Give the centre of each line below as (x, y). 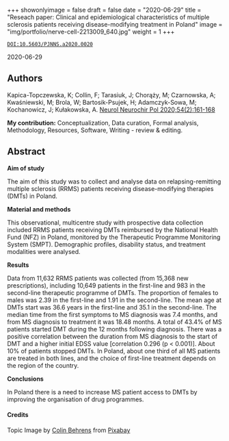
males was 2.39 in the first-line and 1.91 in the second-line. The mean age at (114, 300)
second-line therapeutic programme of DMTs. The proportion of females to (113, 292)
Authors (25, 78)
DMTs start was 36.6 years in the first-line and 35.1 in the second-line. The (112, 307)
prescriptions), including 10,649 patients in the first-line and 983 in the (106, 285)
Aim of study (26, 168)
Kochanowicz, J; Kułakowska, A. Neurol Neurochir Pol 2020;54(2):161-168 (111, 110)
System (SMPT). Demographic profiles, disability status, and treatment (107, 244)
